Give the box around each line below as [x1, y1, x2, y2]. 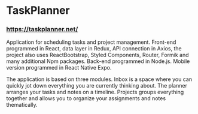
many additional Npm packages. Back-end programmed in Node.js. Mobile [6, 58, 190, 65]
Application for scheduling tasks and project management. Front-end [6, 38, 176, 46]
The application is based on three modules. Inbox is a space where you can [6, 76, 193, 83]
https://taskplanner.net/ [6, 25, 78, 34]
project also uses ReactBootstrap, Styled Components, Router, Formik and [6, 52, 190, 59]
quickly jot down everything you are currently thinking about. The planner [6, 82, 187, 89]
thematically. [6, 101, 38, 109]
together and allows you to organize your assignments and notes [6, 95, 166, 102]
